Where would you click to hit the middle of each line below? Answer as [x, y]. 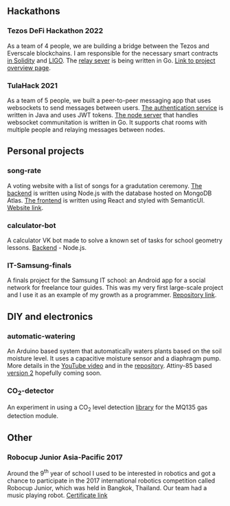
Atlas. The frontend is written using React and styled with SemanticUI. [106, 200]
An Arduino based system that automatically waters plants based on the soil [114, 351]
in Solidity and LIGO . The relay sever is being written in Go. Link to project [111, 60]
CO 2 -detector [31, 391]
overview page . [29, 67]
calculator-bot [32, 225]
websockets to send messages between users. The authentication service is [115, 107]
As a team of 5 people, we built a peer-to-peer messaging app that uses [109, 100]
